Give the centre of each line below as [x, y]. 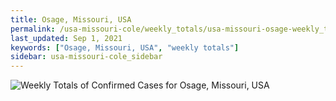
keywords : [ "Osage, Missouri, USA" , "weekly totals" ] [125, 47]
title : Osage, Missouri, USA [71, 19]
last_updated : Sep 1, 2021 [66, 38]
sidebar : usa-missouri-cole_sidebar [86, 57]
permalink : [33, 29]
